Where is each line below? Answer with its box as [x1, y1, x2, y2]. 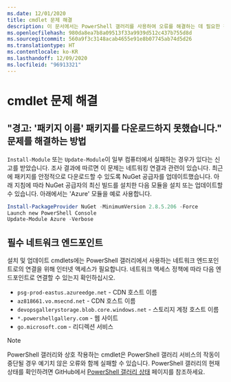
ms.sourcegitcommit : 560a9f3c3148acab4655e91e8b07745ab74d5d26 [7, 36, 192, 43]
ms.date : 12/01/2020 [7, 10, 67, 17]
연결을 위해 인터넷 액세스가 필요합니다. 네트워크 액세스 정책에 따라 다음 [25, 265, 214, 273]
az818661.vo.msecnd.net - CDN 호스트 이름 [16, 297, 136, 305]
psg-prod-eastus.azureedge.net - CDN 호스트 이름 [16, 288, 157, 297]
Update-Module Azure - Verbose [7, 216, 94, 223]
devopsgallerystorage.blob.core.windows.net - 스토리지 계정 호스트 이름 [16, 306, 219, 314]
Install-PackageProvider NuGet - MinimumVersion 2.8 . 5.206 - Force [7, 203, 198, 210]
